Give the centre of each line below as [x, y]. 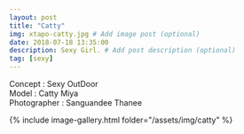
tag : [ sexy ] [31, 59]
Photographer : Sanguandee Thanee [76, 102]
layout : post [33, 17]
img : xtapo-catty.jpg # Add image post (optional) [105, 34]
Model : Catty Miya [44, 93]
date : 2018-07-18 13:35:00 [59, 42]
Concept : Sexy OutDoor [54, 84]
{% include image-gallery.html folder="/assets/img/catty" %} [121, 120]
